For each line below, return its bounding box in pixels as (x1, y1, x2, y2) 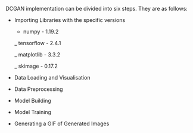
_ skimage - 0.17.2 (14, 62, 58, 69)
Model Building (14, 97, 51, 104)
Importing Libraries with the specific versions (14, 17, 126, 23)
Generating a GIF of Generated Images (14, 120, 110, 127)
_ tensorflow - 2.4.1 (14, 40, 61, 46)
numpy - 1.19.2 (23, 28, 59, 35)
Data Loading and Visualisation (14, 74, 91, 81)
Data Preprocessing (14, 85, 63, 93)
